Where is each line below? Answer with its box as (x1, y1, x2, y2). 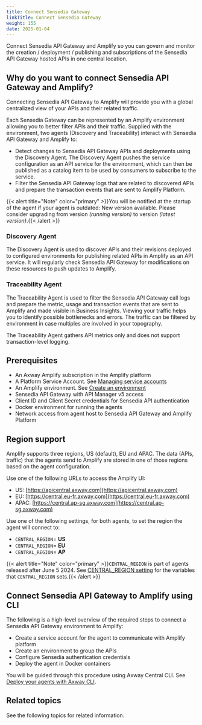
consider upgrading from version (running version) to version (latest (6, 211, 175, 218)
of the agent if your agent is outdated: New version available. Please (6, 204, 176, 212)
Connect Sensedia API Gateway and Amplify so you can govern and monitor (6, 42, 195, 50)
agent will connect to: (6, 524, 60, 531)
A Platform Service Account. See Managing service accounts (14, 378, 167, 385)
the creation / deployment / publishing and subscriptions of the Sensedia (6, 49, 188, 56)
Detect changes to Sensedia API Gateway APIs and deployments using (14, 148, 191, 155)
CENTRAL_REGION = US (14, 536, 66, 543)
